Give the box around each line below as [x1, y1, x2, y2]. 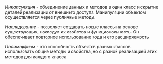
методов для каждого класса [5, 54, 67, 60]
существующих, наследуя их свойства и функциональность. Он [5, 29, 139, 34]
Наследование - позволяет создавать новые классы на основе [5, 24, 138, 30]
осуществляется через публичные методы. [5, 15, 96, 20]
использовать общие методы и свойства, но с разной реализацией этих [5, 48, 157, 54]
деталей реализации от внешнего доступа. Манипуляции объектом [5, 9, 146, 15]
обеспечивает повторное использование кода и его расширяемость [5, 34, 149, 40]
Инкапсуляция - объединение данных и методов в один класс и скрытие [5, 4, 159, 10]
